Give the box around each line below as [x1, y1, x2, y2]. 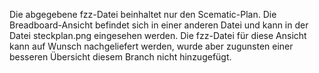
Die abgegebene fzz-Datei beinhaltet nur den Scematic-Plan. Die [9, 9, 277, 20]
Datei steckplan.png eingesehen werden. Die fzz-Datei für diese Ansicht [9, 30, 307, 41]
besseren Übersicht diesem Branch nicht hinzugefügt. [9, 51, 232, 63]
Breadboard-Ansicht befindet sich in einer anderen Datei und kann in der [9, 19, 309, 31]
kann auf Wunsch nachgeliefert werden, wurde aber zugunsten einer [9, 40, 294, 52]
